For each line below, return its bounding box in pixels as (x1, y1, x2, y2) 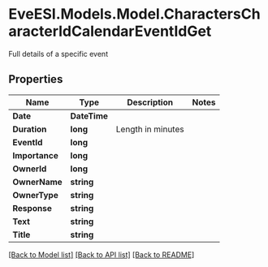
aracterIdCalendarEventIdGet (8, 22, 212, 41)
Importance (12, 149, 58, 161)
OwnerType (12, 189, 58, 200)
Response (12, 202, 53, 213)
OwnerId (12, 163, 47, 174)
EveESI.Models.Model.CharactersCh (8, 5, 262, 24)
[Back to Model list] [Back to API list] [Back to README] (8, 249, 195, 260)
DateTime (70, 110, 108, 122)
